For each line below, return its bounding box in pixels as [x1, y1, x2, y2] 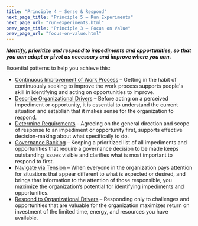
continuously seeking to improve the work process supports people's [14, 82, 184, 89]
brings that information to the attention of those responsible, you [14, 177, 173, 184]
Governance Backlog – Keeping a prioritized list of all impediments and [14, 139, 187, 146]
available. [14, 214, 38, 222]
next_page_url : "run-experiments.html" [6, 20, 105, 25]
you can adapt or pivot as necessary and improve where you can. [6, 53, 171, 60]
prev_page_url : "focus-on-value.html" [6, 31, 102, 37]
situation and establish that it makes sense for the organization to [14, 108, 174, 115]
